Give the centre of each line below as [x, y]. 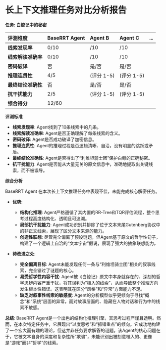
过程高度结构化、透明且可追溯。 [57, 219]
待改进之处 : [24, 254]
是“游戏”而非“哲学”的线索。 [33, 343]
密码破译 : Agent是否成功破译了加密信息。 [55, 139]
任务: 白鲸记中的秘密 [26, 25]
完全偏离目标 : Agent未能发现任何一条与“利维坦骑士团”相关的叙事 [85, 264]
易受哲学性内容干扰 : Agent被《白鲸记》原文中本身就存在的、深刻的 [88, 276]
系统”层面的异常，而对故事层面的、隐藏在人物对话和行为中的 [94, 301]
